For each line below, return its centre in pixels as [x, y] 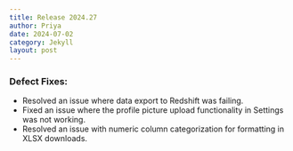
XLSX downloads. [54, 139]
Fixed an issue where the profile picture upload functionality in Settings [153, 110]
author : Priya [36, 26]
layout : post [33, 51]
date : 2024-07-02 [41, 34]
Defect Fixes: [39, 82]
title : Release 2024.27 [53, 17]
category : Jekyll [41, 42]
